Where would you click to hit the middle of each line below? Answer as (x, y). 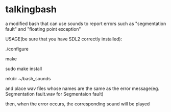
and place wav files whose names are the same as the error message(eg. (82, 88)
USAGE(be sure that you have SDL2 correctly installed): (64, 39)
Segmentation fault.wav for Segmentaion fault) (54, 94)
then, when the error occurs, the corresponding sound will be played (78, 104)
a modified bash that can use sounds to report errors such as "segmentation (86, 24)
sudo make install (24, 69)
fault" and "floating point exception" (43, 29)
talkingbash (31, 9)
